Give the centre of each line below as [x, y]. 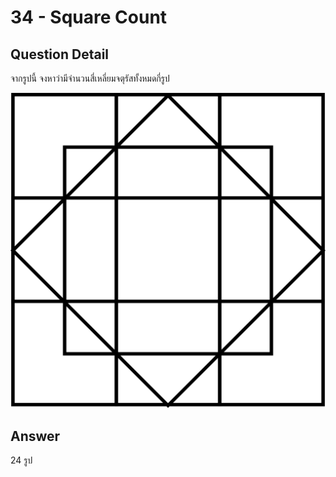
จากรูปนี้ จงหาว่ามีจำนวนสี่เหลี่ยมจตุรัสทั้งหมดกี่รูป [90, 78]
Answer [35, 436]
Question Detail [60, 54]
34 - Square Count [89, 17]
